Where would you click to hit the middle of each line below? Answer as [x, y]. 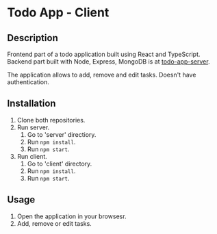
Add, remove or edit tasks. [54, 223]
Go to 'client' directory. [60, 164]
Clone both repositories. [51, 120]
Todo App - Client [58, 13]
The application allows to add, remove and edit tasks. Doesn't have [102, 75]
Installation [31, 104]
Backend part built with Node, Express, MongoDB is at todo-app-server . [108, 62]
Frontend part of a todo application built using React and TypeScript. [104, 54]
